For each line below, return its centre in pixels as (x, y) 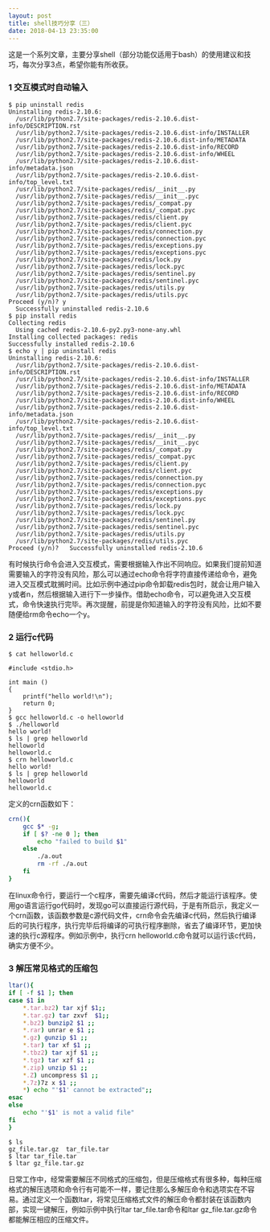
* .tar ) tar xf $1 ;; (57, 1045)
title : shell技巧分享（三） (51, 23)
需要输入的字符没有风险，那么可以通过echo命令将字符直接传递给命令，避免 (133, 574)
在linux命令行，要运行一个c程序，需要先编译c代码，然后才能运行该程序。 (129, 895)
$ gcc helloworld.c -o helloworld (66, 717)
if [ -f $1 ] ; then (41, 993)
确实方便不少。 (33, 945)
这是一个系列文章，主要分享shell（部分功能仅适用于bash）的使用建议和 (126, 55)
